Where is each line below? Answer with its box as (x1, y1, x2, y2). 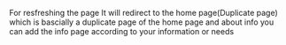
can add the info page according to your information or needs (9, 26, 235, 36)
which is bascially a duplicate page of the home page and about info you (9, 17, 274, 27)
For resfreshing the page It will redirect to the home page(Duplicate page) (9, 8, 279, 18)
